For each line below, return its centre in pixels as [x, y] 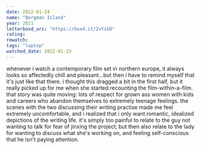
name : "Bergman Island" [36, 18]
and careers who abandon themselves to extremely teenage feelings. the [97, 101]
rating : [16, 35]
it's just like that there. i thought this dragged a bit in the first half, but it [94, 81]
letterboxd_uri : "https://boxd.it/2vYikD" [61, 29]
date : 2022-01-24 [28, 12]
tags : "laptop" [25, 46]
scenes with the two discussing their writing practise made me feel [90, 107]
